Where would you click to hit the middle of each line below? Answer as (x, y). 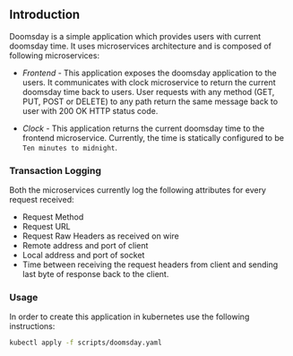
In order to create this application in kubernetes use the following (129, 317)
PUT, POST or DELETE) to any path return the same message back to (150, 101)
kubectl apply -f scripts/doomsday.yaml (86, 343)
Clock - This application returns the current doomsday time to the (143, 128)
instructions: (32, 326)
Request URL (47, 227)
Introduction (45, 15)
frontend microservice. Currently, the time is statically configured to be (153, 137)
